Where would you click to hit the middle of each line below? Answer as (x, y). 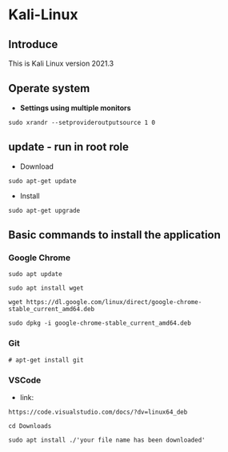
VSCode (25, 380)
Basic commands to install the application (115, 235)
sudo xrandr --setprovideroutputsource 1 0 (82, 122)
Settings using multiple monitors (75, 108)
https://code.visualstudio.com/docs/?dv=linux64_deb (98, 412)
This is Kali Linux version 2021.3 (61, 63)
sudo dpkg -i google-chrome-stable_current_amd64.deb (100, 323)
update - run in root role (69, 147)
